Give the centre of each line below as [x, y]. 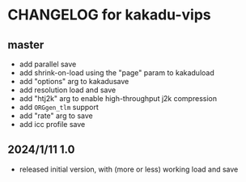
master [26, 45]
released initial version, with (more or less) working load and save [129, 169]
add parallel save [48, 64]
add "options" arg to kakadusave [74, 81]
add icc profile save [52, 124]
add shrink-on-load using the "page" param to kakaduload [117, 73]
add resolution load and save [68, 90]
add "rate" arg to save [56, 116]
